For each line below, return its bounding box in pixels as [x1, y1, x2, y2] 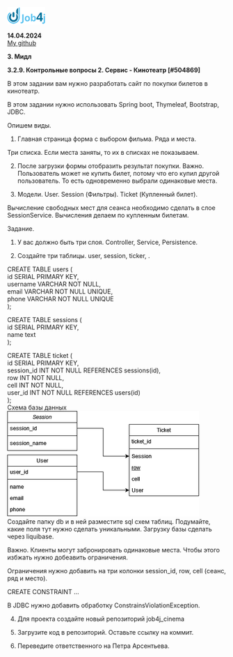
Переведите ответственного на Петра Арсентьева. [17, 642, 170, 650]
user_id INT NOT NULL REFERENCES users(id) [7, 388, 140, 397]
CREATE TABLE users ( [7, 265, 73, 273]
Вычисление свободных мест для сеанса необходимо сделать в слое [7, 204, 216, 212]
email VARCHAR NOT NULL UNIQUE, [7, 287, 113, 296]
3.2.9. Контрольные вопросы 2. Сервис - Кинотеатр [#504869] [7, 66, 200, 74]
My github [7, 39, 37, 47]
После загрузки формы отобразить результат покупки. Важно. [17, 162, 204, 170]
